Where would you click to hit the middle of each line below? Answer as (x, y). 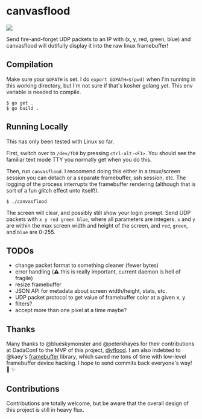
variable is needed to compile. (44, 92)
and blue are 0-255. (31, 232)
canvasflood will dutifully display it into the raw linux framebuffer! (87, 45)
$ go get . (20, 103)
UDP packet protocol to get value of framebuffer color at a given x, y (100, 298)
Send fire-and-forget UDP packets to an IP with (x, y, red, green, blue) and (99, 39)
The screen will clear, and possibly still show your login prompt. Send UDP (99, 213)
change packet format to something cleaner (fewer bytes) (87, 265)
